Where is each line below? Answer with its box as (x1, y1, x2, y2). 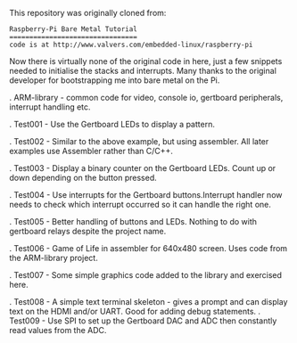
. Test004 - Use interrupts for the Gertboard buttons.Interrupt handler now (9, 190, 283, 200)
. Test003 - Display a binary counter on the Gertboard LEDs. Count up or (9, 163, 276, 173)
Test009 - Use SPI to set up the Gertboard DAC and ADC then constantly (9, 315, 277, 326)
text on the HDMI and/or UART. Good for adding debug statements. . (9, 306, 261, 316)
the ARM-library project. (9, 253, 98, 263)
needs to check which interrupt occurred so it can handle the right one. (9, 200, 272, 209)
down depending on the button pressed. (9, 173, 158, 183)
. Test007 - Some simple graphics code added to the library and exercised (9, 270, 283, 280)
